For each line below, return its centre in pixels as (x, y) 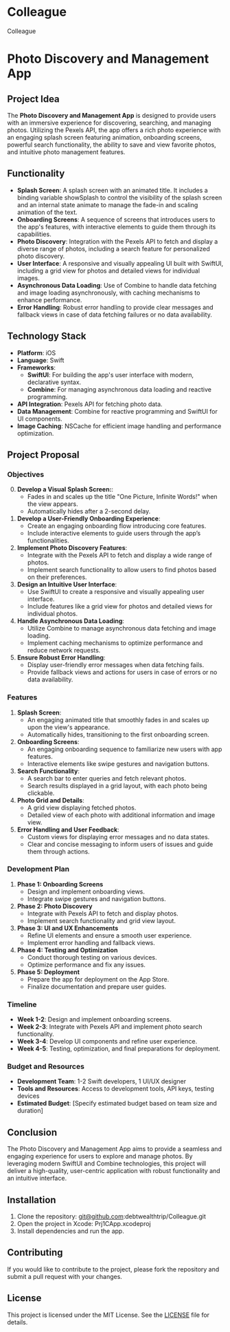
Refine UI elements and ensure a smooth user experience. (110, 935)
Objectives (26, 474)
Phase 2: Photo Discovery (55, 906)
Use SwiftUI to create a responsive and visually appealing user (116, 592)
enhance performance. (49, 299)
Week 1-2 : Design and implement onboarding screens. (94, 1019)
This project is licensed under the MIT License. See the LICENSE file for (108, 1315)
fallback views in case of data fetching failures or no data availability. (115, 315)
